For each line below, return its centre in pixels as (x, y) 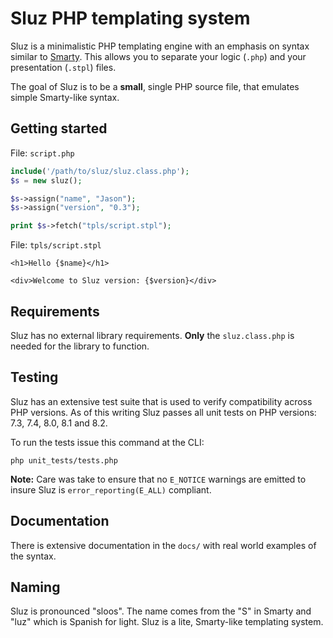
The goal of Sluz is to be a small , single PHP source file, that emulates (155, 86)
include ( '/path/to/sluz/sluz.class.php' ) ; (100, 171)
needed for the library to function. (80, 346)
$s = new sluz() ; (46, 180)
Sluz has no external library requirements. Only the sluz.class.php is (152, 335)
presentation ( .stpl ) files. (63, 67)
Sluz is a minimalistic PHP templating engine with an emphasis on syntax (160, 46)
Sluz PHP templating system (130, 18)
